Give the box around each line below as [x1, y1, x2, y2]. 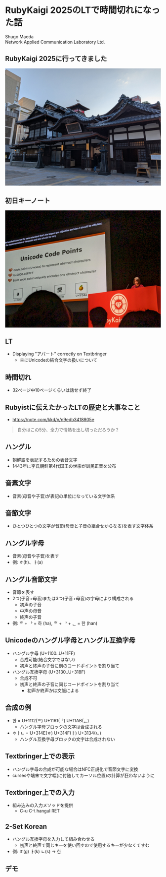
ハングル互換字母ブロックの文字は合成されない [19, 736, 115, 742]
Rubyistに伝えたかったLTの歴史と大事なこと [5, 403, 141, 412]
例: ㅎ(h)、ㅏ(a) [12, 559, 43, 565]
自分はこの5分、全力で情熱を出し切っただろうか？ [17, 427, 120, 433]
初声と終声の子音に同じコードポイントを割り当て [19, 681, 120, 687]
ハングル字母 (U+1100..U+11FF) [12, 650, 75, 656]
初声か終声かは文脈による [27, 688, 79, 693]
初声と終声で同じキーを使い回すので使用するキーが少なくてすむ [19, 842, 150, 848]
